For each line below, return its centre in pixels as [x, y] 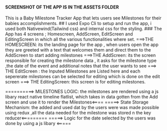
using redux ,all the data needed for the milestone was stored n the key [78, 113]
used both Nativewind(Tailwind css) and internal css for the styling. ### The [83, 29]
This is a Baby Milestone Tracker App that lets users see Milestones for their [83, 18]
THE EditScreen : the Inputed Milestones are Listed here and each [73, 71]
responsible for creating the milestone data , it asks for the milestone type [81, 60]
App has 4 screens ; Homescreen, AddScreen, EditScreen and [69, 34]
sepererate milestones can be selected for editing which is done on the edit [83, 76]
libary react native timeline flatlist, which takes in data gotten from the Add [82, 97]
